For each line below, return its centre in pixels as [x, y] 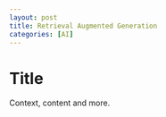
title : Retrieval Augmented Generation [83, 26]
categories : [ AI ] [41, 34]
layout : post [33, 17]
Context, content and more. [60, 103]
